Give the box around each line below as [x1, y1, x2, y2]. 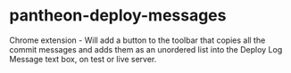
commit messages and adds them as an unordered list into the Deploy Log [9, 44, 283, 54]
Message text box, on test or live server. [9, 53, 157, 64]
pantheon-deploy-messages [9, 5, 227, 26]
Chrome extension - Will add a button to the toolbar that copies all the [9, 35, 266, 45]
